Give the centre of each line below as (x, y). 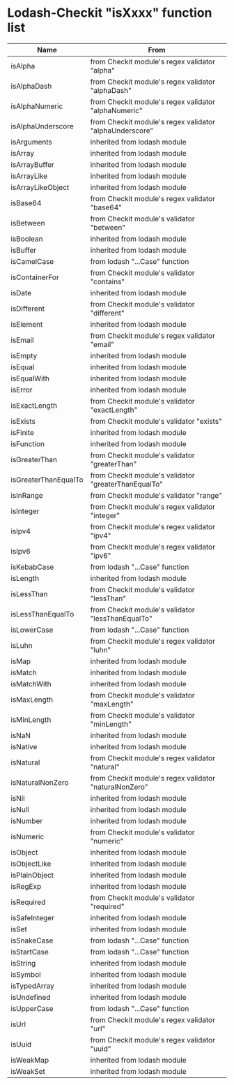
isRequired (28, 902)
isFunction (28, 443)
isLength (25, 578)
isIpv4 (21, 531)
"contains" (108, 281)
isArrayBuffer (32, 164)
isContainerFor (35, 277)
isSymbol (26, 974)
